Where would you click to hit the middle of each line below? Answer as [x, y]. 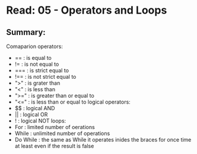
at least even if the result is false [54, 146]
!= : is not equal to [37, 64]
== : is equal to [33, 58]
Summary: [26, 32]
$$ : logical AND [35, 108]
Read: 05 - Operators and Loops [87, 10]
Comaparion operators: [35, 46]
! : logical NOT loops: [40, 121]
